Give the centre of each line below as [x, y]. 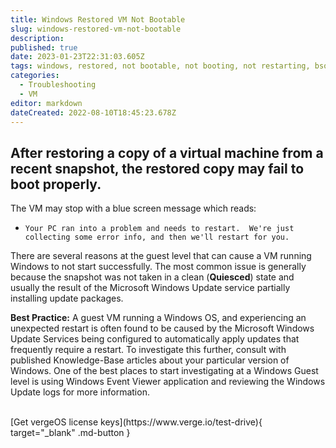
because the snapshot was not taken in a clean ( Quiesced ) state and [152, 277]
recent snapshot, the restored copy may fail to [157, 168]
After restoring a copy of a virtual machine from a [167, 152]
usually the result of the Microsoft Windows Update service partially [150, 288]
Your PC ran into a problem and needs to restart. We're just [159, 229]
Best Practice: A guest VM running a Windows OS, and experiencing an [158, 318]
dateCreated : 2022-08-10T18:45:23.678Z [93, 112]
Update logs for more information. [80, 392]
